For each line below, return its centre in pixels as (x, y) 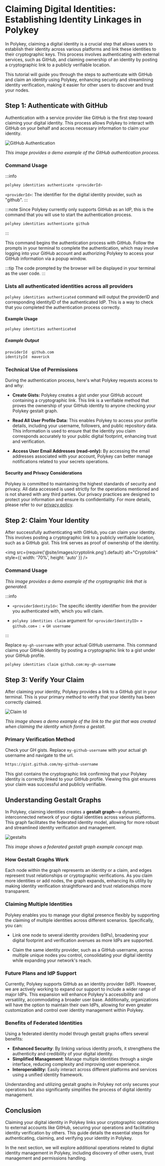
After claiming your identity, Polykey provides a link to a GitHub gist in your (81, 692)
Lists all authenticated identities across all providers (69, 286)
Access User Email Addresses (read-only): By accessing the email (81, 451)
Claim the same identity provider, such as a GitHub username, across (82, 950)
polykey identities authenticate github (47, 223)
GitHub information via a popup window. (46, 259)
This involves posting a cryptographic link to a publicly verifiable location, (80, 538)
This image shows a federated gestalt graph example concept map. (74, 847)
